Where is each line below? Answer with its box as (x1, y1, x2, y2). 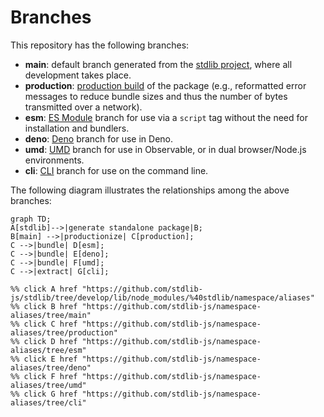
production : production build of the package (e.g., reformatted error (24, 79, 307, 91)
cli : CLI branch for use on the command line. (24, 164, 209, 176)
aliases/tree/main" (10, 310, 92, 320)
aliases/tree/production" (10, 327, 118, 338)
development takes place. (24, 69, 132, 81)
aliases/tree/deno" (10, 362, 92, 373)
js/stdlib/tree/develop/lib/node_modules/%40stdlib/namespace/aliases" (10, 292, 315, 303)
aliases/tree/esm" (10, 345, 87, 355)
